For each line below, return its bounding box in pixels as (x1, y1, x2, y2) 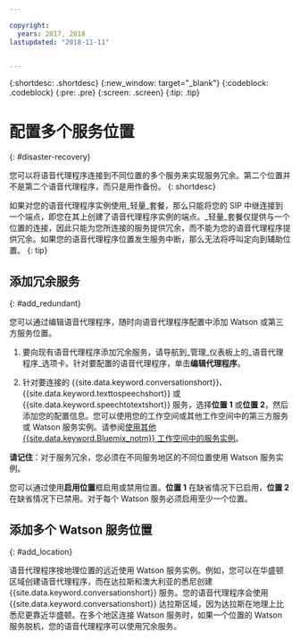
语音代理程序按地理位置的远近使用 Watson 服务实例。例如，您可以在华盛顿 (9, 565, 284, 576)
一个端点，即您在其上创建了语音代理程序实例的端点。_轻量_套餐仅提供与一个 (9, 211, 290, 222)
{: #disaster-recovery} (9, 151, 91, 162)
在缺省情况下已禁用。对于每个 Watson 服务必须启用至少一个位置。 (9, 493, 253, 504)
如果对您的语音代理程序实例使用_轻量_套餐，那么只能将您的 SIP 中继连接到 (9, 201, 284, 211)
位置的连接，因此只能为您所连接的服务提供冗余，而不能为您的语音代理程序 (9, 223, 283, 234)
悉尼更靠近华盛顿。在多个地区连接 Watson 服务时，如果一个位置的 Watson (9, 610, 283, 620)
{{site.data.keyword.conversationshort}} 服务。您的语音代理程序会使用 (9, 587, 270, 598)
